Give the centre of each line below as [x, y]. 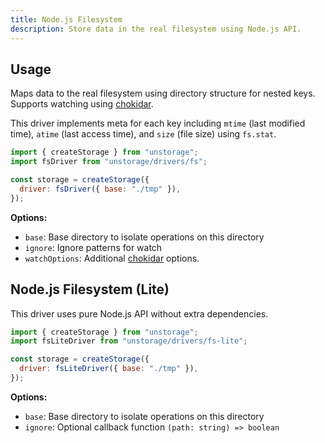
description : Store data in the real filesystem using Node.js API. [156, 29]
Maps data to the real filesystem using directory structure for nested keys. [163, 93]
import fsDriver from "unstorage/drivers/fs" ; [109, 162]
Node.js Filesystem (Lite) [90, 289]
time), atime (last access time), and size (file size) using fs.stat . [143, 134]
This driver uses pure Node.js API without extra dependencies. [139, 313]
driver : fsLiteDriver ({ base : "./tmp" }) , [109, 369]
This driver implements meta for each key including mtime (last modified [158, 123]
